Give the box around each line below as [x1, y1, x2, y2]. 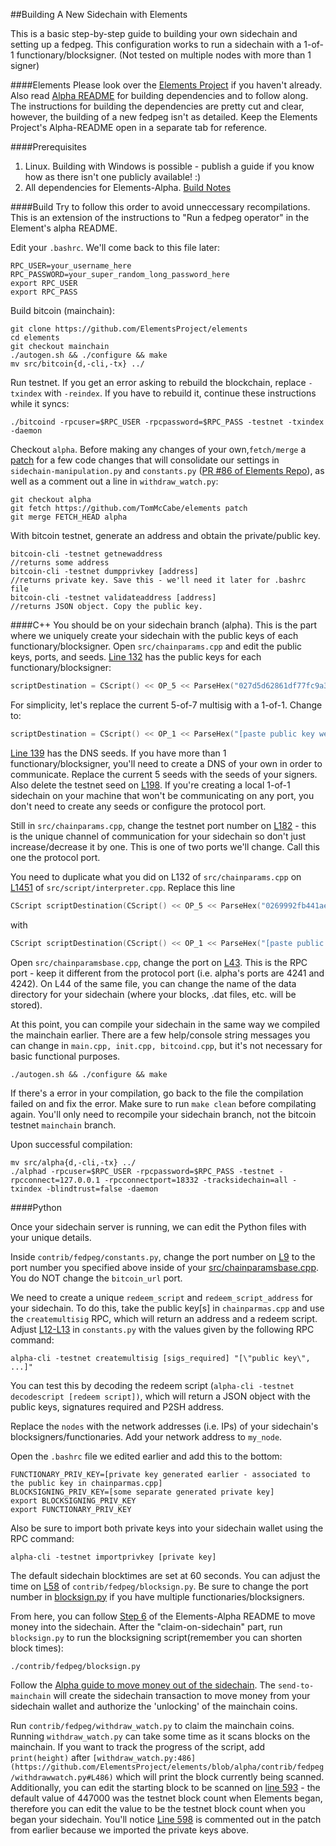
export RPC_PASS [10, 287, 78, 297]
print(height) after [10, 1751, 91, 1763]
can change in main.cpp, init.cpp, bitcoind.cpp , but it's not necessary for [10, 1039, 323, 1051]
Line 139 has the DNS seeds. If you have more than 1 [10, 747, 227, 759]
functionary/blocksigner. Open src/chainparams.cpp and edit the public [10, 640, 303, 652]
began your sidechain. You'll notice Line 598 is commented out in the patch [10, 1813, 322, 1825]
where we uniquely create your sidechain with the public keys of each [10, 630, 299, 641]
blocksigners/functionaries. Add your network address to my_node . [10, 1430, 283, 1443]
